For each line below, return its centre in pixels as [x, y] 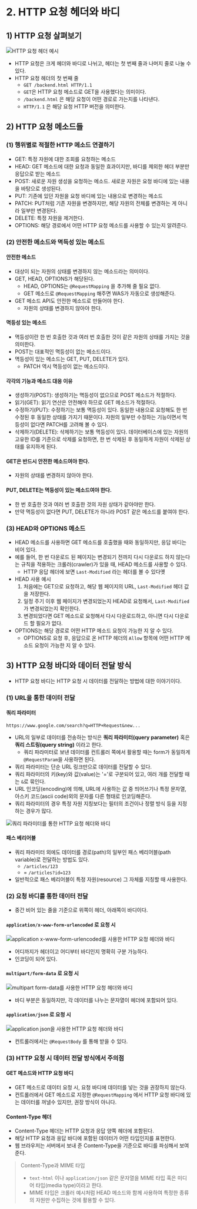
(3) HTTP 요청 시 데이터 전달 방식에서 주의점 [65, 1058]
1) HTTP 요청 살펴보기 [44, 36]
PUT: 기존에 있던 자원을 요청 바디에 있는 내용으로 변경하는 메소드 [89, 196]
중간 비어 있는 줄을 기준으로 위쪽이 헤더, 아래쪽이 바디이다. [81, 910]
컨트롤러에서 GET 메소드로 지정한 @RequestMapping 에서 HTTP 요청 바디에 [100, 1095]
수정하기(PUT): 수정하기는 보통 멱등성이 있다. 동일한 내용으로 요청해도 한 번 [101, 410]
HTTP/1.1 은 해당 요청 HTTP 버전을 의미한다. [74, 106]
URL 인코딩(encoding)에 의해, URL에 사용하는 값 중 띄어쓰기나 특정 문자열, [101, 789]
